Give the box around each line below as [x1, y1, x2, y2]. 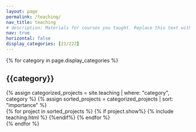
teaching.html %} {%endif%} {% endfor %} [6, 114, 110, 121]
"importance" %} [6, 101, 47, 108]
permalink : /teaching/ [6, 14, 61, 20]
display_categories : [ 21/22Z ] [6, 41, 80, 47]
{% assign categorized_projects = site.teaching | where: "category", [6, 89, 170, 96]
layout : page [6, 8, 38, 15]
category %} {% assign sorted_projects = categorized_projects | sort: [6, 95, 174, 102]
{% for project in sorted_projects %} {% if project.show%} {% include [6, 108, 174, 115]
